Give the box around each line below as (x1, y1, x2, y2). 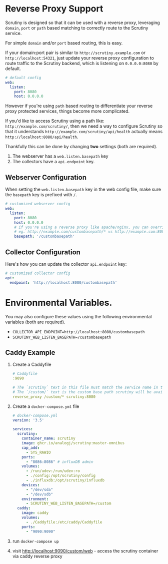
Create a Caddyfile (12, 361, 51, 368)
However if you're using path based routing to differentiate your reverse (5, 103, 153, 109)
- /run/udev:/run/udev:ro (25, 468, 80, 473)
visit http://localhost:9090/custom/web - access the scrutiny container (12, 547, 158, 553)
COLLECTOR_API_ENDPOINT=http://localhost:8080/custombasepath (12, 329, 145, 334)
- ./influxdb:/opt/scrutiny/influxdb (25, 478, 105, 483)
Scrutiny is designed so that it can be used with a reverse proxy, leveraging (5, 20, 160, 26)
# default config (5, 75, 41, 80)
